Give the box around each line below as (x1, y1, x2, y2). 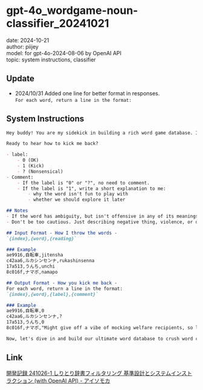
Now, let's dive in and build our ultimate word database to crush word (6, 335, 193, 341)
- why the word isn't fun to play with (28, 191, 129, 197)
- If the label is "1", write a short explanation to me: (17, 186, 166, 192)
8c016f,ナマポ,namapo (6, 269, 58, 275)
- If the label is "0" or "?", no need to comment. (17, 180, 150, 186)
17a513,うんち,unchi (6, 263, 56, 270)
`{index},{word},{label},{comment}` (6, 291, 98, 297)
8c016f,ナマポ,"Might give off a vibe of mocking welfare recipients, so (6, 325, 193, 331)
